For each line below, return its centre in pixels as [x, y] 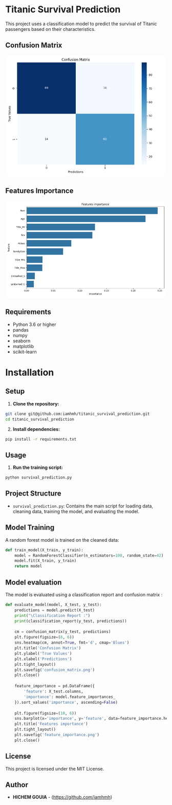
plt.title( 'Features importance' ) [51, 724]
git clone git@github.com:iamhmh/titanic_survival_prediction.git [78, 414]
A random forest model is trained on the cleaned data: [62, 540]
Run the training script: [38, 468]
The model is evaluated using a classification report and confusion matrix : [84, 595]
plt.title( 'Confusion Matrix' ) [48, 648]
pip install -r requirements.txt [41, 439]
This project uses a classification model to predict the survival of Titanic [81, 24]
